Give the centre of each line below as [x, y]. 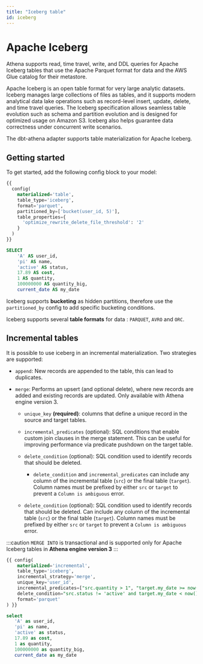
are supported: [25, 359]
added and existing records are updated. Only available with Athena [99, 395]
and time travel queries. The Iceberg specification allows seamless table [96, 108]
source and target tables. [55, 420]
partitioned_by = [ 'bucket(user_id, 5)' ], [69, 211]
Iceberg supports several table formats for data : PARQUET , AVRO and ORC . [95, 319]
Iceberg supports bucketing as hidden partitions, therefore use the [90, 301]
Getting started [36, 158]
